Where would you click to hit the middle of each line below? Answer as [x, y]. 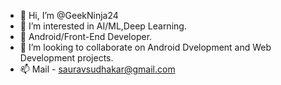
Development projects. [66, 58]
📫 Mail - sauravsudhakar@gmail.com [97, 69]
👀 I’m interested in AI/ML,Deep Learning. [103, 26]
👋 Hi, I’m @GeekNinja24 [69, 15]
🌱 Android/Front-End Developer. [86, 36]
